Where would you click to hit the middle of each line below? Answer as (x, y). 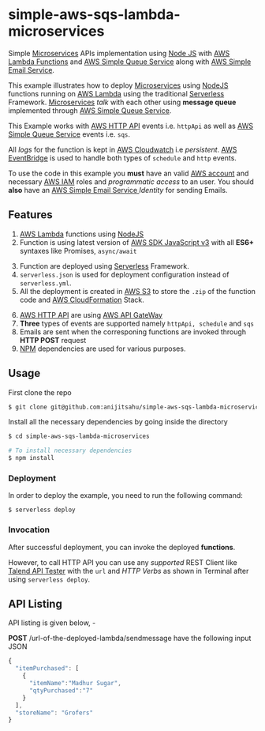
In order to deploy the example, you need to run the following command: (125, 495)
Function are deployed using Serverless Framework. (104, 266)
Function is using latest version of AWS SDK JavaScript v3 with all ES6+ (137, 242)
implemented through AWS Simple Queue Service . (90, 110)
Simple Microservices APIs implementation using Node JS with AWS (119, 53)
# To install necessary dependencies (70, 451)
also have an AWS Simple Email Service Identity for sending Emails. (118, 190)
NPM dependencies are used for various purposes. (103, 349)
